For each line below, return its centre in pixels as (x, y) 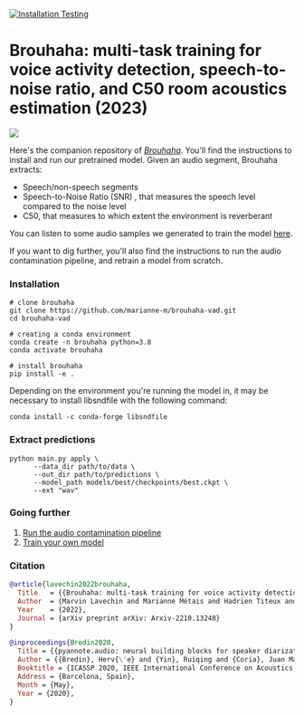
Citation (27, 566)
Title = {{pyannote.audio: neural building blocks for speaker (139, 652)
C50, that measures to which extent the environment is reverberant (147, 215)
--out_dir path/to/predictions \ (96, 474)
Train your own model (63, 542)
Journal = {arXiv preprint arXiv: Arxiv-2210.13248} (119, 618)
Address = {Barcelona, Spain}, (76, 676)
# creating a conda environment (70, 335)
